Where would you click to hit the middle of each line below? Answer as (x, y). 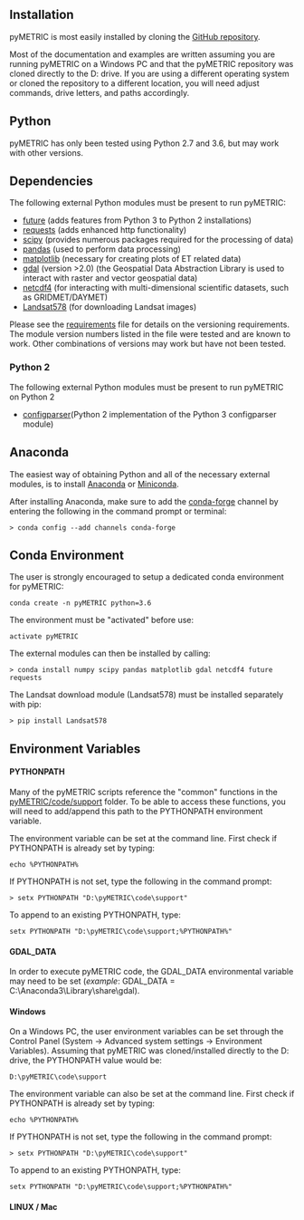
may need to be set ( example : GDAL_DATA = (92, 981)
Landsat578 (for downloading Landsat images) (109, 307)
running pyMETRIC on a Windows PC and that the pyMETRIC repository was (152, 63)
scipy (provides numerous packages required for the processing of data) (158, 240)
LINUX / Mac (33, 1206)
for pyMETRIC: (37, 587)
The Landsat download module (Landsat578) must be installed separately (147, 695)
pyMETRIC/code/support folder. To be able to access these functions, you (148, 802)
